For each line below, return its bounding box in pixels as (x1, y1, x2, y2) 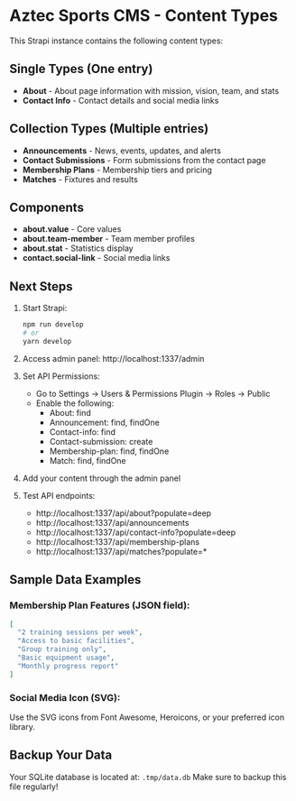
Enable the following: (35, 398, 115, 409)
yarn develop (22, 336, 72, 345)
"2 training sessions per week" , (17, 628, 143, 637)
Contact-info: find (49, 426, 116, 437)
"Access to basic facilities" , (17, 637, 135, 646)
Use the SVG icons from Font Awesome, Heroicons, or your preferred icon (9, 712, 285, 723)
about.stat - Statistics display (22, 243, 134, 253)
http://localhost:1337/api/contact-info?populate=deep (35, 527, 236, 538)
